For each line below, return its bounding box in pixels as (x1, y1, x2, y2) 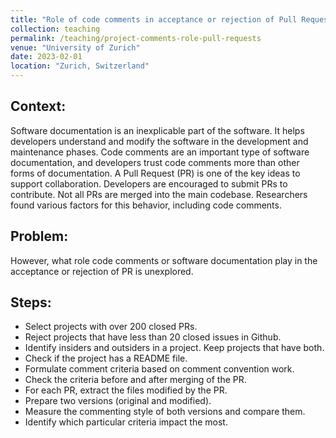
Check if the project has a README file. (24, 352, 188, 365)
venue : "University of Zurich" (10, 42, 141, 53)
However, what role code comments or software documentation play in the (10, 254, 318, 266)
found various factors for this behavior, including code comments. (10, 199, 282, 211)
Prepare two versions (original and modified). (24, 395, 212, 407)
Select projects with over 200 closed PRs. (24, 321, 198, 333)
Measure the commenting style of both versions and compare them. (24, 406, 306, 418)
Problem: (10, 228, 69, 245)
